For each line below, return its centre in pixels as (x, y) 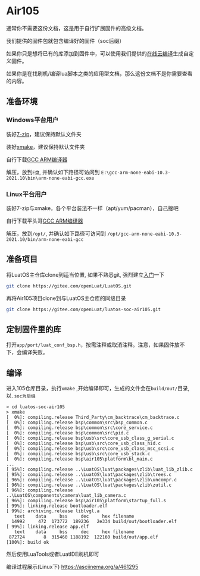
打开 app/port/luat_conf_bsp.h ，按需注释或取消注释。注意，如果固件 (90, 345)
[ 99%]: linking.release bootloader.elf (57, 506)
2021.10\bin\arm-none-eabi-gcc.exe (50, 178)
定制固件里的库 (34, 329)
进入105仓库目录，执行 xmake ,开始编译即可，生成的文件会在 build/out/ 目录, (98, 389)
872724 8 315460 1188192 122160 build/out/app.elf (84, 537)
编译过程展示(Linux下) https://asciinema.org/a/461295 (72, 567)
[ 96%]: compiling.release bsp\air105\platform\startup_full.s (86, 501)
